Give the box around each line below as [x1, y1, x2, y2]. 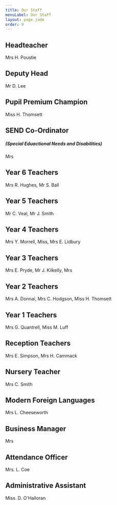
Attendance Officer [5, 453, 68, 461]
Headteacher [5, 41, 49, 49]
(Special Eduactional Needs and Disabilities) [5, 140, 102, 147]
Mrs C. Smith [5, 381, 33, 387]
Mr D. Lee [5, 83, 26, 89]
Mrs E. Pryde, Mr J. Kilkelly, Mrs [5, 267, 73, 273]
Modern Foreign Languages [5, 396, 96, 405]
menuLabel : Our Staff [5, 12, 52, 17]
